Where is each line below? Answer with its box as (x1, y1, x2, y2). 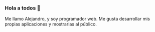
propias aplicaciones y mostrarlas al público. (5, 21, 97, 27)
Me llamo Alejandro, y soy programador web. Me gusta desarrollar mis (5, 16, 150, 22)
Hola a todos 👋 (5, 4, 41, 11)
